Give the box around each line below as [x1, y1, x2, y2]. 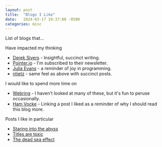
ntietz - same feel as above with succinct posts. [12, 71, 113, 77]
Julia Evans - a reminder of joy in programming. [12, 65, 112, 71]
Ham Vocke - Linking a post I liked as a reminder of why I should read [12, 101, 157, 107]
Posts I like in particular [5, 116, 54, 122]
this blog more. [12, 106, 44, 112]
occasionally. [12, 96, 40, 102]
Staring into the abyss [12, 126, 59, 132]
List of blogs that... [5, 35, 44, 41]
